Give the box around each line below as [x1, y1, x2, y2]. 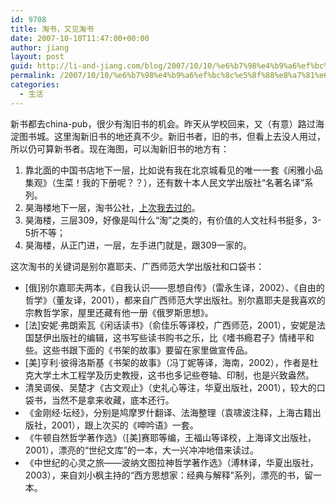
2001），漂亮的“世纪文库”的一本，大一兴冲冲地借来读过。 [24, 444, 260, 456]
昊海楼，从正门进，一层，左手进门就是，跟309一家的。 [24, 239, 252, 251]
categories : [10, 80, 60, 90]
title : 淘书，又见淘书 [10, 24, 95, 34]
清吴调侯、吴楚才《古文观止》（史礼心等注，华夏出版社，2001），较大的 [24, 381, 317, 393]
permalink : [10, 71, 56, 81]
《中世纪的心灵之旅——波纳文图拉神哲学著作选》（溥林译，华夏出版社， [24, 456, 319, 468]
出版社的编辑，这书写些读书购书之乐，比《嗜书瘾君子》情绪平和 [51, 331, 315, 343]
